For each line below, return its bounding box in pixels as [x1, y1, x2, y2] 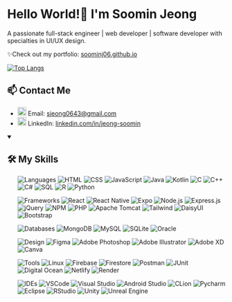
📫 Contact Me [7, 85, 71, 96]
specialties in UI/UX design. [7, 36, 87, 44]
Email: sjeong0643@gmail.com [27, 109, 117, 117]
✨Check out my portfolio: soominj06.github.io [7, 50, 137, 58]
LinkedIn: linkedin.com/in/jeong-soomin [27, 119, 141, 127]
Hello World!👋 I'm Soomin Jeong [7, 6, 197, 22]
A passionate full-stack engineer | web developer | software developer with [7, 29, 223, 37]
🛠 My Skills [7, 154, 59, 166]
